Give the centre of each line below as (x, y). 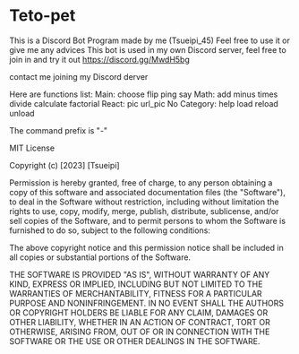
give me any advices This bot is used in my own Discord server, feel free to (148, 49)
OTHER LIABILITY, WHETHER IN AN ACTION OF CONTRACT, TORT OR (140, 322)
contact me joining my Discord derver (79, 76)
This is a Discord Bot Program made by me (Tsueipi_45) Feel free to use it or (150, 40)
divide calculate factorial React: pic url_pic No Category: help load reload (144, 103)
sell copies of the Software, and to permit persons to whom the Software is (148, 220)
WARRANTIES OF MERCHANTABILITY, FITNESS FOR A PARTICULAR (136, 293)
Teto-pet (43, 16)
